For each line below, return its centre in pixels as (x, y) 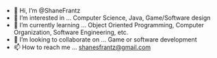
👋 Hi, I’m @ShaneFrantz (47, 11)
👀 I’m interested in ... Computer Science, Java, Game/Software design (112, 18)
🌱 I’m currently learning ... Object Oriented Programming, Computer (108, 25)
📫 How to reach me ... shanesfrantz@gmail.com (82, 47)
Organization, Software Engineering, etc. (71, 32)
